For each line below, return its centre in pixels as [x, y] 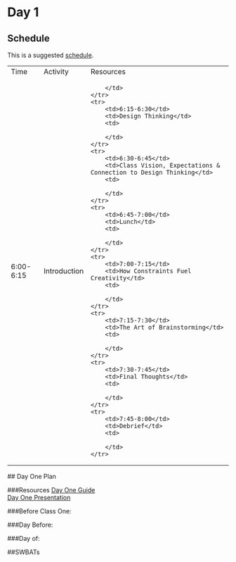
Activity [56, 71]
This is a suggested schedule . [51, 55]
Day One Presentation [39, 498]
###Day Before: [30, 525]
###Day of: [24, 538]
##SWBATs [24, 552]
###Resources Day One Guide [51, 490]
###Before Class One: [39, 511]
